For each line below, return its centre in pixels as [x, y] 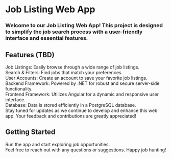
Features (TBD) [30, 55]
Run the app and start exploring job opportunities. [58, 144]
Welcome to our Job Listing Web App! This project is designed [84, 26]
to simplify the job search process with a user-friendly [74, 32]
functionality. [19, 88]
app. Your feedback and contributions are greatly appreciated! [71, 116]
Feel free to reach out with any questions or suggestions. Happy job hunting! [86, 150]
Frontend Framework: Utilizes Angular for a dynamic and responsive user [82, 94]
